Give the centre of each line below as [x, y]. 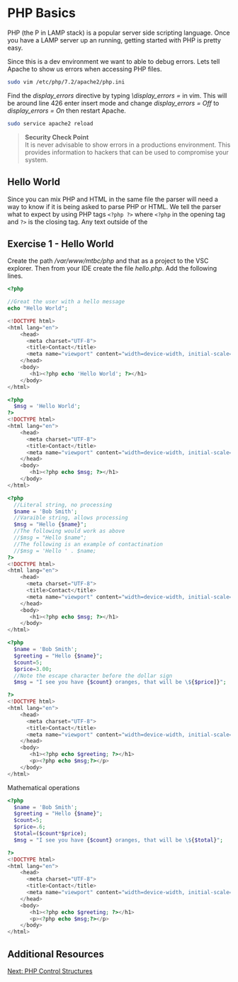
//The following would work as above [69, 531]
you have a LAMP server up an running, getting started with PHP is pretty [114, 40]
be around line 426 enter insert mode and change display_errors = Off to [113, 103]
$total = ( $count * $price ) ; [50, 834]
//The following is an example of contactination [88, 544]
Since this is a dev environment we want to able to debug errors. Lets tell [114, 61]
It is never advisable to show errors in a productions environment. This [127, 145]
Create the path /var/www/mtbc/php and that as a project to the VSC [108, 261]
